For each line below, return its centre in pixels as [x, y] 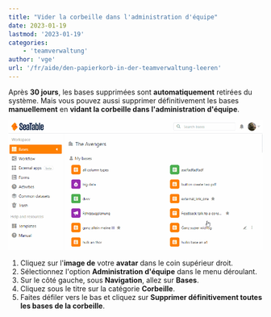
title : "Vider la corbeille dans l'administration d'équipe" [113, 17]
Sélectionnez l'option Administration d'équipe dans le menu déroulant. [139, 271]
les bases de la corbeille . [62, 306]
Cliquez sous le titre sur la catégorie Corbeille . [98, 288]
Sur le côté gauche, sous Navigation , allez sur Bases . [109, 280]
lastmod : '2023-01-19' [46, 34]
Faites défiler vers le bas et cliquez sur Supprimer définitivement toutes [141, 297]
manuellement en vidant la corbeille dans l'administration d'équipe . [124, 109]
